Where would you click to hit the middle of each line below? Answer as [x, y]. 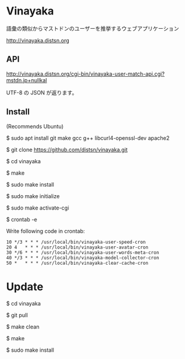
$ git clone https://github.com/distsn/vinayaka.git [67, 149]
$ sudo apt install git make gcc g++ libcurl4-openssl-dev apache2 [88, 138]
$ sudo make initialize [33, 196]
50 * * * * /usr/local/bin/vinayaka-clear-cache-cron [77, 263]
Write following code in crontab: [46, 231]
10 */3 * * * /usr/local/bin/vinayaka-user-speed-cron [76, 242]
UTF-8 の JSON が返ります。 [42, 92]
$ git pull [17, 315]
